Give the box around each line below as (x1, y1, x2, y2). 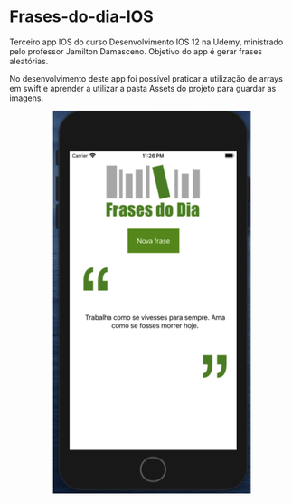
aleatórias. (9, 55, 49, 66)
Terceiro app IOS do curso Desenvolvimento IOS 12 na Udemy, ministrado (9, 36, 284, 47)
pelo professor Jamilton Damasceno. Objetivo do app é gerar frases (9, 45, 263, 56)
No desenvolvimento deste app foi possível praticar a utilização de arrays (9, 73, 283, 83)
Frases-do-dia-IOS (9, 6, 154, 27)
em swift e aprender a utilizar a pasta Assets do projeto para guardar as (9, 82, 277, 93)
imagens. (9, 92, 43, 103)
